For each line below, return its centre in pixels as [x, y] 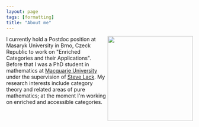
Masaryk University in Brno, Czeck [48, 45]
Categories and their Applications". [49, 58]
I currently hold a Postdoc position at [51, 40]
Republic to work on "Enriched [44, 52]
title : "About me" [29, 22]
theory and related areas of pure [46, 90]
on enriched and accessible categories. [54, 102]
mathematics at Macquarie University [52, 71]
